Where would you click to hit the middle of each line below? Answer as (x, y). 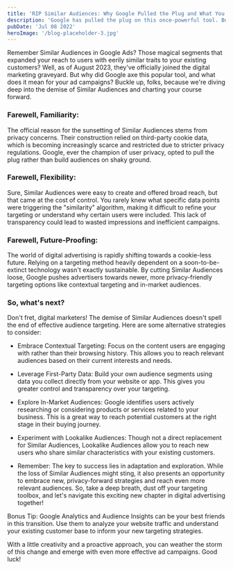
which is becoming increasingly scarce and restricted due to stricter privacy (116, 145)
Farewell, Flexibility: (42, 178)
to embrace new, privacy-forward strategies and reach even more (111, 481)
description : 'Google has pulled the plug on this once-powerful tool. (113, 20)
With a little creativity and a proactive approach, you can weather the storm (115, 545)
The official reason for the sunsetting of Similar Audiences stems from (107, 130)
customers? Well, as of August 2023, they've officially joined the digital (109, 67)
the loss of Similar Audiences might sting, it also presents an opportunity (121, 473)
